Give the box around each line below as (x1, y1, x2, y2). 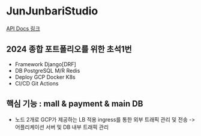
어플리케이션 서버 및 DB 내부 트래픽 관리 (14, 123, 109, 131)
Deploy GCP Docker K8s (14, 73, 76, 81)
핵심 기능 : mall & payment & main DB (6, 99, 143, 109)
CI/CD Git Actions (14, 79, 59, 87)
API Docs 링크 (6, 25, 40, 32)
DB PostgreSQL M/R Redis (14, 67, 80, 74)
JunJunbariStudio (6, 4, 98, 18)
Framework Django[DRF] (14, 60, 76, 67)
